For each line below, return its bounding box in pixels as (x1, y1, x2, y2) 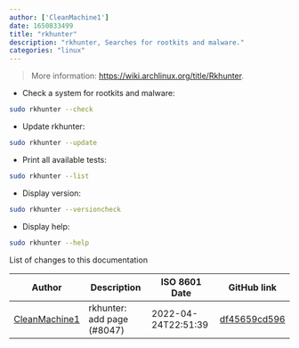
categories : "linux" (9, 46, 86, 55)
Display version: (21, 188, 82, 198)
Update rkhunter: (21, 121, 85, 132)
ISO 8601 (160, 275, 202, 287)
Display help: (21, 221, 70, 231)
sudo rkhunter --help (9, 238, 90, 247)
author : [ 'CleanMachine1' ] (9, 12, 109, 22)
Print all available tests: (21, 154, 107, 165)
